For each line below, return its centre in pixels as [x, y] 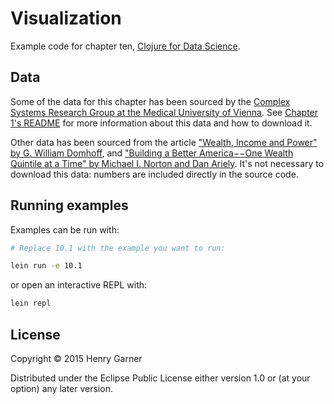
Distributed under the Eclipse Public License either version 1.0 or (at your [160, 378]
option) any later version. [61, 388]
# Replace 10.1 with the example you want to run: [118, 248]
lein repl [31, 303]
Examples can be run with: [65, 229]
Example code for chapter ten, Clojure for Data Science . [125, 46]
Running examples [69, 205]
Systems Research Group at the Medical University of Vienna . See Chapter [164, 112]
